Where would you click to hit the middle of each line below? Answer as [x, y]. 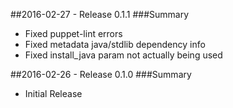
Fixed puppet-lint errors [73, 33]
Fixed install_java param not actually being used [123, 55]
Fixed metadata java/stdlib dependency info [115, 44]
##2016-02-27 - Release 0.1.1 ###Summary [100, 14]
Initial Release [53, 93]
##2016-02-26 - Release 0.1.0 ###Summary [101, 74]
